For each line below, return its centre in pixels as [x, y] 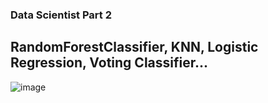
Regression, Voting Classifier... [109, 63]
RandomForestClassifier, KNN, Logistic [134, 47]
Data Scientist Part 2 [61, 15]
